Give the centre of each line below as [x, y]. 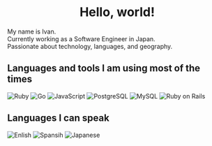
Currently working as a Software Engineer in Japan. [81, 38]
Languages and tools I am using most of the [104, 68]
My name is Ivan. [32, 31]
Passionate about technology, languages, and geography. [90, 46]
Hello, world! [117, 12]
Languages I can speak [58, 118]
